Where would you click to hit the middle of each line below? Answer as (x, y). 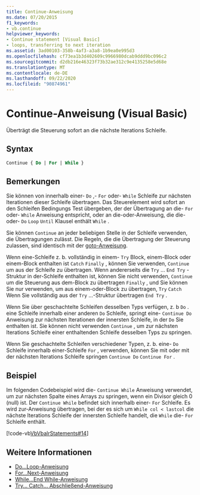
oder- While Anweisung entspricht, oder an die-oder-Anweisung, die (90, 215)
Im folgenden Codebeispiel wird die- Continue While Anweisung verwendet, (99, 390)
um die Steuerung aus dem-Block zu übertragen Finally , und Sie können (97, 283)
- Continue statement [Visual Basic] (53, 40)
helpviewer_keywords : (33, 34)
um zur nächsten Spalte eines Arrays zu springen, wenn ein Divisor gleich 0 (99, 396)
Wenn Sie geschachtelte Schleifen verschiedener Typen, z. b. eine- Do (93, 344)
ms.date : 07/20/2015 (32, 17)
